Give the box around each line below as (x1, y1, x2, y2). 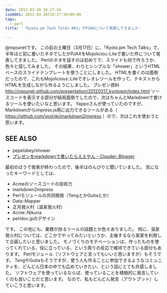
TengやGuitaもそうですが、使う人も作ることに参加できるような (14, 257, 145, 263)
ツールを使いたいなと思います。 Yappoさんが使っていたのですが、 (9, 101, 146, 107)
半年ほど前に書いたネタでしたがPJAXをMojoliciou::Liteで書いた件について (5, 51, 156, 57)
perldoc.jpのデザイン (12, 215, 56, 221)
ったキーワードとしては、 (5, 170, 58, 176)
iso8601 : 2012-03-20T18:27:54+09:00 (5, 12, 81, 17)
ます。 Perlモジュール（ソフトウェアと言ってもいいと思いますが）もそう (9, 251, 158, 257)
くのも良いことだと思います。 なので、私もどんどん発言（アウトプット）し (5, 276, 159, 282)
